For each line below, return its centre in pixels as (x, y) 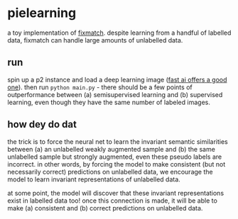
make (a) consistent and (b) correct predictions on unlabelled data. (105, 208)
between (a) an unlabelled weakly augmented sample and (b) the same (111, 149)
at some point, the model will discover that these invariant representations (116, 193)
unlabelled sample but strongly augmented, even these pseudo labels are (115, 157)
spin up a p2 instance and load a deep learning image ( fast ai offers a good (117, 79)
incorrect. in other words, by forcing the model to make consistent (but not (117, 164)
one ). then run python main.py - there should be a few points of (100, 87)
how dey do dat (42, 124)
